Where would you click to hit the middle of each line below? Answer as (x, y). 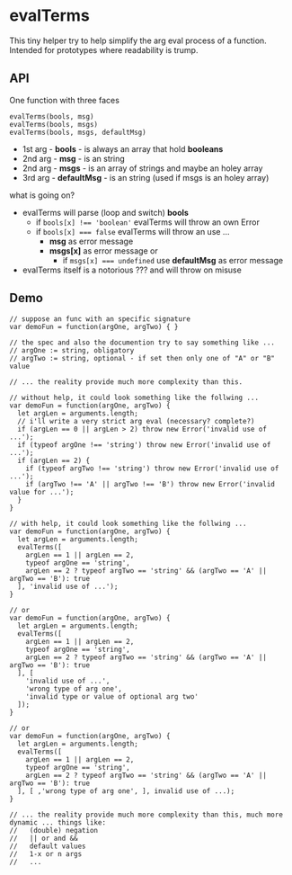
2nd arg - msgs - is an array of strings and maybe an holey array (142, 168)
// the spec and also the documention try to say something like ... (142, 343)
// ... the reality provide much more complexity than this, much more (146, 815)
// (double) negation (54, 830)
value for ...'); (42, 492)
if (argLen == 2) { (54, 460)
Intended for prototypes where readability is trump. (104, 49)
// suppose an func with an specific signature (100, 319)
